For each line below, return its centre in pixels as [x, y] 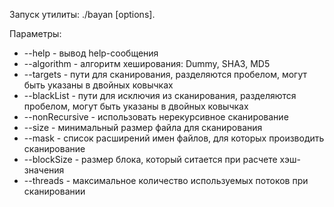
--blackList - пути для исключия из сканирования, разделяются [160, 95]
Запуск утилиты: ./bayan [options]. [82, 14]
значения [44, 170]
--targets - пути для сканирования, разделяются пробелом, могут [165, 74]
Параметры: [35, 33]
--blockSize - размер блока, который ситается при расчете [150, 159]
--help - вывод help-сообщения [91, 53]
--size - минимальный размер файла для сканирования [143, 127]
